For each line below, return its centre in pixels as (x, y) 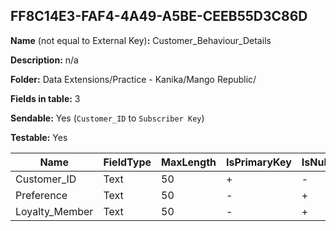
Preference (41, 195)
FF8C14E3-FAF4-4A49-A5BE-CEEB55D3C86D (159, 16)
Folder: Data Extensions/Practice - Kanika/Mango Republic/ (133, 79)
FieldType (127, 162)
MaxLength (189, 162)
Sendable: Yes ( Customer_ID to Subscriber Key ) (107, 118)
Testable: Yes (39, 137)
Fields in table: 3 (45, 98)
